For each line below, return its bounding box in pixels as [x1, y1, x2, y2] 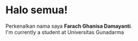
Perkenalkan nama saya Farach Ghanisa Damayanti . [5, 23, 133, 29]
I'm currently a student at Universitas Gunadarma [5, 28, 124, 35]
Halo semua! [5, 3, 68, 17]
